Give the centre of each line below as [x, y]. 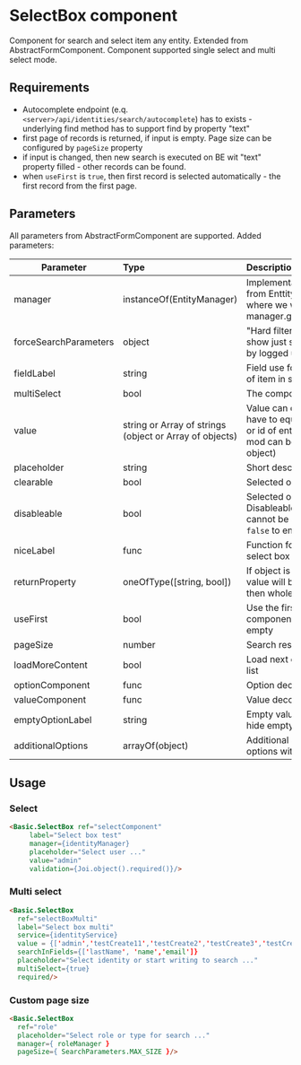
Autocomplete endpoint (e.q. [75, 109]
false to [263, 530]
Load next [267, 659]
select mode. [34, 59]
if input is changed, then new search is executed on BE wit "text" [142, 157]
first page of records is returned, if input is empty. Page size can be [147, 138]
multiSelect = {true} [54, 969]
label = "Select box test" [76, 835]
